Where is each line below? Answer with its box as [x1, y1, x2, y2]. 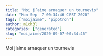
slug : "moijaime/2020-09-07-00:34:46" [5, 31, 87, 36]
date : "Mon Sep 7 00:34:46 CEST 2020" [5, 12, 90, 17]
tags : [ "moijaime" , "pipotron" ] [5, 17, 74, 22]
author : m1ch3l [5, 21, 38, 27]
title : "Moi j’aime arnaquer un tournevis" [5, 7, 99, 13]
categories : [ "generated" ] [5, 26, 62, 32]
